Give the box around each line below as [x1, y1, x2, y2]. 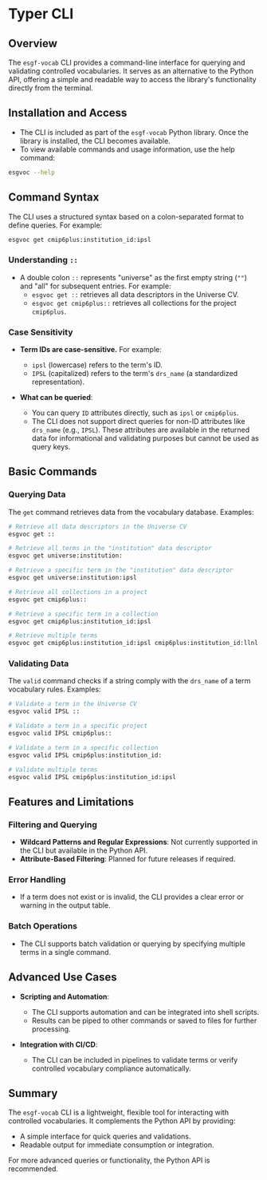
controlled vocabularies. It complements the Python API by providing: [8, 1116, 236, 1126]
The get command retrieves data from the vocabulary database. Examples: [8, 507, 254, 517]
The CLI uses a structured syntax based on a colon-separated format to [8, 212, 245, 221]
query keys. [31, 442, 71, 451]
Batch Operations [8, 921, 78, 932]
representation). [31, 377, 85, 386]
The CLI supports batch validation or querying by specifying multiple [19, 939, 245, 948]
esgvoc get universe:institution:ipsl [8, 574, 137, 582]
